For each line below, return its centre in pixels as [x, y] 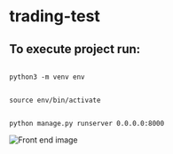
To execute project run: [75, 49]
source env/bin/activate [55, 100]
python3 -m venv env [47, 77]
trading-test [55, 16]
